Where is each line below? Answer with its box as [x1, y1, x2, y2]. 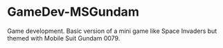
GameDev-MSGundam [7, 4, 140, 20]
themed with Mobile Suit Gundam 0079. [7, 34, 121, 42]
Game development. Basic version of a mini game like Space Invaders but [7, 27, 217, 35]
